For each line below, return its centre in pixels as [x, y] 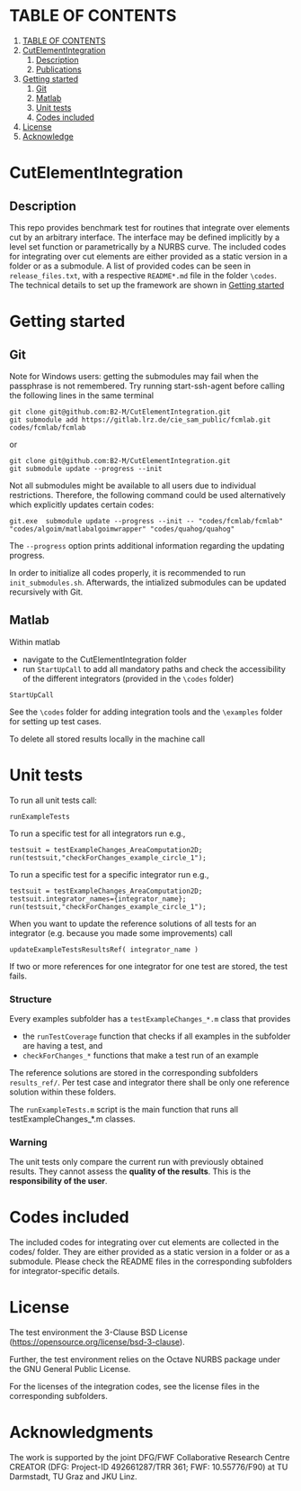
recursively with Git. [46, 592]
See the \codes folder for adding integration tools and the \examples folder [146, 712]
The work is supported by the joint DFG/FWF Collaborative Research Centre [150, 1458]
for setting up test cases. [55, 721]
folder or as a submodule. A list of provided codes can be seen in [130, 266]
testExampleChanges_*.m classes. [73, 1119]
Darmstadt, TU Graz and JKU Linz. [73, 1477]
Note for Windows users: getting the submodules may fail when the [134, 376]
